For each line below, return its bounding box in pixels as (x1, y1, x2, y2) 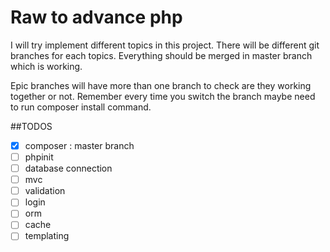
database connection (24, 162, 113, 175)
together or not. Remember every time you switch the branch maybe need (10, 90, 316, 102)
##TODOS (10, 120, 53, 132)
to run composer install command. (10, 101, 152, 113)
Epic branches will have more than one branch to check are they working (10, 79, 312, 91)
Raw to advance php (10, 6, 183, 29)
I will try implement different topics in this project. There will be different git (10, 39, 320, 51)
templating (24, 230, 70, 242)
